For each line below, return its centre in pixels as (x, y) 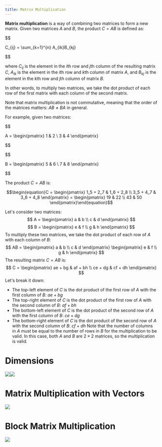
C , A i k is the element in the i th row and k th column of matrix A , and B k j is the (81, 73)
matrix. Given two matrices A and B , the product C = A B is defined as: (74, 28)
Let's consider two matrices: (33, 212)
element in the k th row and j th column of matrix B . (55, 79)
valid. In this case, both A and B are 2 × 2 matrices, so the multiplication (83, 336)
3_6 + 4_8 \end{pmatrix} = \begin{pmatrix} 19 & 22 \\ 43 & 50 (81, 197)
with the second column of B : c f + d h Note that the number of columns (82, 326)
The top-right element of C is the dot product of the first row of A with (82, 300)
